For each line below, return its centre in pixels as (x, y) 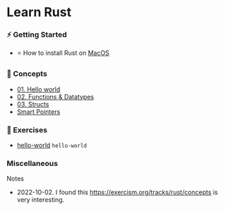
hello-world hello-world (52, 146)
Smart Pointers (38, 111)
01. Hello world (38, 89)
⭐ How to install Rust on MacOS (63, 53)
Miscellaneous (32, 164)
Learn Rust (39, 12)
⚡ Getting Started (37, 34)
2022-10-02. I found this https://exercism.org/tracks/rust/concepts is (117, 192)
